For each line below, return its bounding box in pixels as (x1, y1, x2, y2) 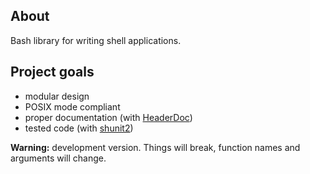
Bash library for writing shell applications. (10, 34, 182, 46)
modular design (24, 90, 90, 102)
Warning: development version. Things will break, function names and (10, 141, 301, 153)
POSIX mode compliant (24, 100, 121, 113)
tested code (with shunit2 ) (24, 122, 134, 134)
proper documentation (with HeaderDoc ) (24, 111, 193, 123)
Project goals (10, 64, 95, 81)
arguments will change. (10, 152, 107, 164)
